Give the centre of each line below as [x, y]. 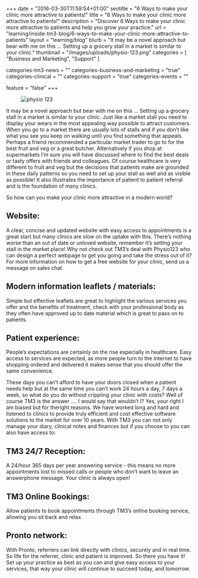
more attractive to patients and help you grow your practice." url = [86, 27]
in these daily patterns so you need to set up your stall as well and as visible [98, 173]
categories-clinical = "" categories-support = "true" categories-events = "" [97, 76]
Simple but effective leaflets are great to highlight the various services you [96, 301]
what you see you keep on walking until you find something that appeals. [95, 136]
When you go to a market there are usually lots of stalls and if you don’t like [98, 130]
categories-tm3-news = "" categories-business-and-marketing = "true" [93, 70]
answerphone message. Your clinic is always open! [68, 478]
